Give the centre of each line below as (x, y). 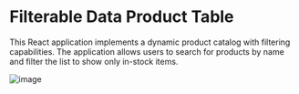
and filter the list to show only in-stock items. (94, 61)
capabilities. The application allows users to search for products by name (147, 51)
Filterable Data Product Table (122, 17)
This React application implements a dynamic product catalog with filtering (150, 42)
